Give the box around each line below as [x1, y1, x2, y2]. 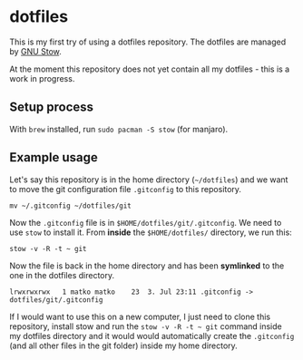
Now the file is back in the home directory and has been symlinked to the [9, 260, 285, 271]
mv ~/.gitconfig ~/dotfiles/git [9, 201, 132, 210]
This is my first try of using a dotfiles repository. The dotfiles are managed [9, 36, 287, 47]
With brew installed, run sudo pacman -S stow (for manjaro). [9, 123, 229, 134]
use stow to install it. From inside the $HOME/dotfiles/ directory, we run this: [9, 227, 292, 238]
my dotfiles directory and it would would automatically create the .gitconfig [9, 330, 295, 341]
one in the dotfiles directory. [9, 269, 115, 280]
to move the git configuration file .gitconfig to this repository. [9, 183, 242, 194]
